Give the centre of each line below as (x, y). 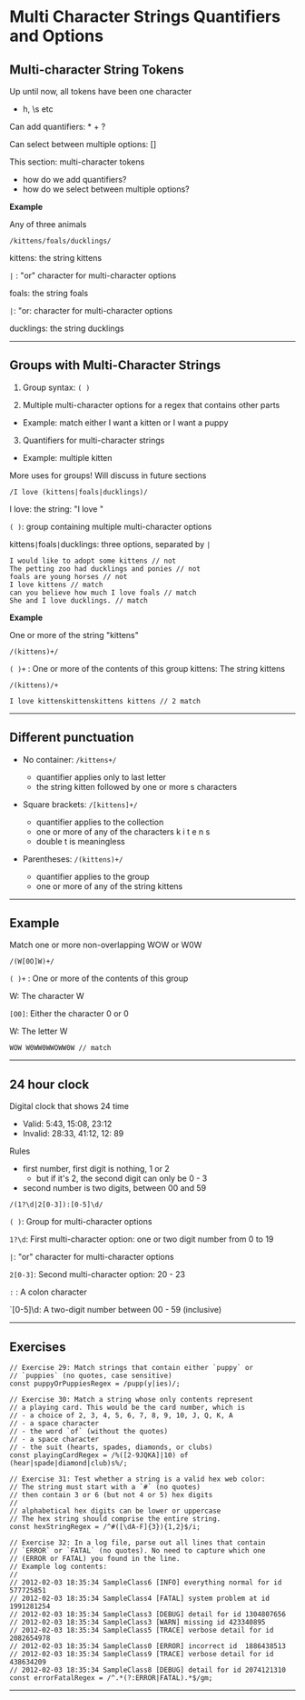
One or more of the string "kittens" (74, 635)
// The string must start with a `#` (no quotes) (105, 1487)
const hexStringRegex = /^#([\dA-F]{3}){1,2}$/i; (105, 1527)
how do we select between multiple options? (106, 189)
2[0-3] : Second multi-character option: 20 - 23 (98, 1275)
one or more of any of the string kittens (109, 886)
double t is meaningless (80, 841)
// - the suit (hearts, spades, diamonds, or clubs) (111, 1447)
